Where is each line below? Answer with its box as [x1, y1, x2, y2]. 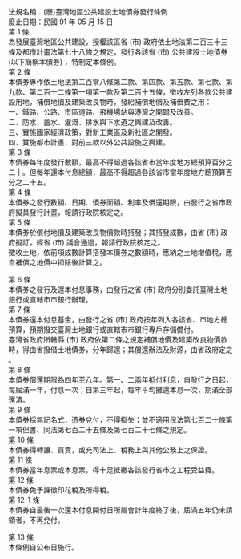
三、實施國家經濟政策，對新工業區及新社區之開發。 [8, 128, 177, 136]
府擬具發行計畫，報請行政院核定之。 [8, 208, 128, 217]
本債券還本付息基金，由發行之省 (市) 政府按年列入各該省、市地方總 [8, 315, 228, 324]
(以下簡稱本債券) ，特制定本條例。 [8, 57, 122, 67]
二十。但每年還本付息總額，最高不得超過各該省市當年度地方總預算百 [8, 168, 233, 176]
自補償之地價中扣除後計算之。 [8, 257, 106, 267]
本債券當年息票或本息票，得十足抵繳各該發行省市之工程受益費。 [8, 465, 219, 475]
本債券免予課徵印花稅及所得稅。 [8, 485, 114, 495]
